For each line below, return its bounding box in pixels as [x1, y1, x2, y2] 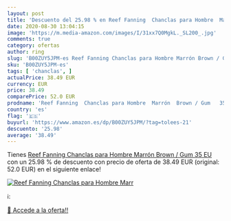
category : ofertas [7, 42, 60, 49]
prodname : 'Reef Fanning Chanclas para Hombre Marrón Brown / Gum [7, 100, 211, 107]
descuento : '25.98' [7, 125, 63, 132]
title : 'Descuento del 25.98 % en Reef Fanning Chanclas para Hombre [7, 17, 214, 23]
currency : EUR [7, 81, 48, 87]
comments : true [7, 36, 51, 43]
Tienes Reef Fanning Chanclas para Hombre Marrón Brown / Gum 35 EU [7, 151, 212, 159]
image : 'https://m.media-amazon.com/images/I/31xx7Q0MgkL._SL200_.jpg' [7, 29, 217, 36]
